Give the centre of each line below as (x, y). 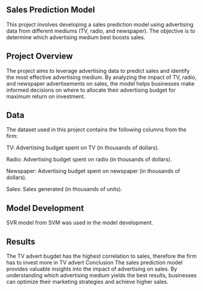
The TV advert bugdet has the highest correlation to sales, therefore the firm (101, 256)
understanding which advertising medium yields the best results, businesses (101, 275)
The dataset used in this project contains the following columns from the (96, 130)
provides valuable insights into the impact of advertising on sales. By (92, 269)
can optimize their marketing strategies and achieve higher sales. (88, 282)
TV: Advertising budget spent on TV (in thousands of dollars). (83, 148)
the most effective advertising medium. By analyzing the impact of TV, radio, (101, 77)
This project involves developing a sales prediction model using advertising (100, 24)
